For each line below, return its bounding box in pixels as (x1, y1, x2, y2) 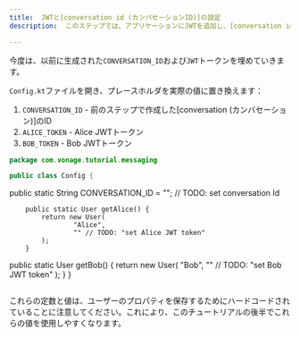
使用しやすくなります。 (39, 318, 127, 329)
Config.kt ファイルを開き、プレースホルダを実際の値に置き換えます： (9, 85, 263, 96)
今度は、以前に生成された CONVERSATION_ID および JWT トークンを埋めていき (9, 55, 277, 65)
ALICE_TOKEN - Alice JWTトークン (21, 126, 145, 137)
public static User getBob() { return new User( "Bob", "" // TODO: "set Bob (9, 260, 282, 271)
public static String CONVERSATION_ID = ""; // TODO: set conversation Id (9, 188, 280, 198)
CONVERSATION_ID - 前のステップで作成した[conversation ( (21, 104, 233, 114)
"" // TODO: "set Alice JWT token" (72, 229, 205, 238)
